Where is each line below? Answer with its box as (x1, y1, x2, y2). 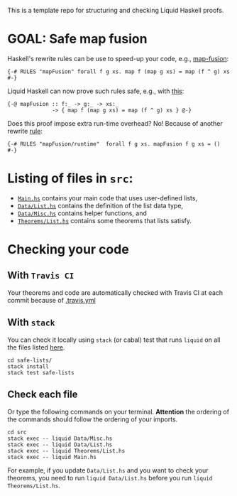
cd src (7, 428, 27, 436)
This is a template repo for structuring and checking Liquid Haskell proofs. (7, 6, 224, 14)
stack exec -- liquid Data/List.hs (7, 441, 113, 448)
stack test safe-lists (7, 369, 75, 376)
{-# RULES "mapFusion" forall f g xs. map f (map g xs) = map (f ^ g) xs (7, 68, 231, 75)
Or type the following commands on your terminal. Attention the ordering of (7, 407, 229, 416)
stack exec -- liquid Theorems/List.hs (7, 447, 126, 454)
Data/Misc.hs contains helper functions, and (17, 209, 148, 217)
